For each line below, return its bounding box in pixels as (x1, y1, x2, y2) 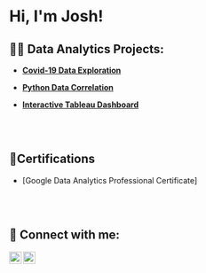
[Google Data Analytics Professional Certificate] (21, 175, 198, 185)
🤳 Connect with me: (9, 228, 120, 243)
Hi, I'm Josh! (9, 6, 104, 27)
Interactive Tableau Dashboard (21, 99, 139, 110)
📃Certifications (9, 152, 96, 167)
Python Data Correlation (21, 82, 114, 92)
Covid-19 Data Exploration (21, 65, 122, 75)
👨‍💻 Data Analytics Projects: (9, 42, 164, 57)
